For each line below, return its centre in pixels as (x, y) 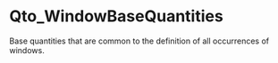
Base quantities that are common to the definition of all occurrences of (139, 41)
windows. (27, 50)
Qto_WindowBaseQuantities (116, 16)
